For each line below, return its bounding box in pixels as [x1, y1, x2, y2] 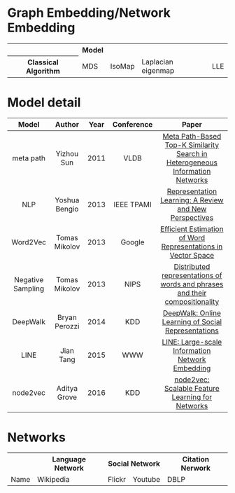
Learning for [171, 392, 213, 402]
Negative [13, 275, 44, 285]
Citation [182, 454, 210, 464]
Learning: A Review [160, 195, 224, 205]
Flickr [107, 475, 127, 485]
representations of [162, 271, 222, 281]
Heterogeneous [166, 158, 218, 167]
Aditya [56, 384, 78, 394]
